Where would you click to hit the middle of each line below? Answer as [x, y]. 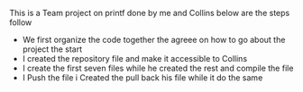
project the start [52, 49]
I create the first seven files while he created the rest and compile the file [158, 68]
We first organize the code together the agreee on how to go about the [154, 40]
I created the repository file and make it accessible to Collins [135, 59]
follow [21, 22]
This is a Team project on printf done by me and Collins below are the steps [150, 13]
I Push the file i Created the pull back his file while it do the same [142, 78]
